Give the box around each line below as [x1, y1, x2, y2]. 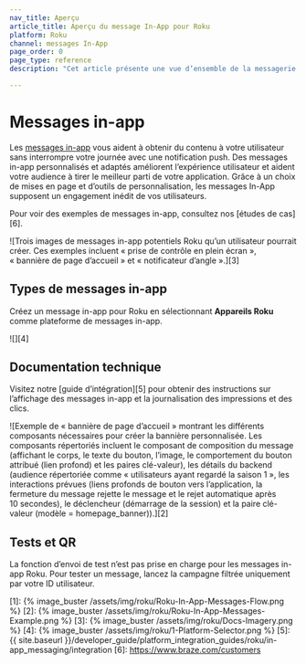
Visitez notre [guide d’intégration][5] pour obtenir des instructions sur [9, 384, 271, 395]
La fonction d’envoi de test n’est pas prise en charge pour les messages [9, 559, 280, 570]
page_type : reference [9, 56, 92, 65]
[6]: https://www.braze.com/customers [113, 645, 261, 656]
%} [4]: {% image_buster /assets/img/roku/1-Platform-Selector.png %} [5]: [9, 625, 290, 636]
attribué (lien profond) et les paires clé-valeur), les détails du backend [9, 459, 272, 470]
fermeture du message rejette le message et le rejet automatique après [9, 489, 277, 500]
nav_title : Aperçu [9, 13, 79, 23]
